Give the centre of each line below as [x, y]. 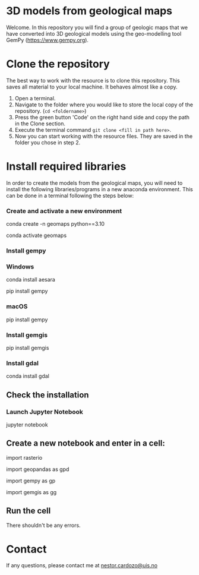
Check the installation [48, 395]
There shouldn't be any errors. [44, 525]
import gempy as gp [31, 481]
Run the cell [29, 511]
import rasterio [24, 457]
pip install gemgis [28, 347]
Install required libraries [66, 167]
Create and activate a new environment [64, 211]
